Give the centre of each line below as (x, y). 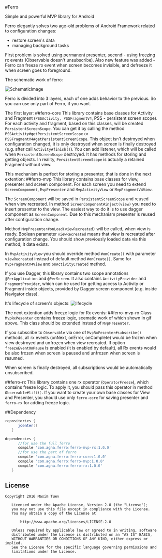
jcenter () (28, 425)
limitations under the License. (44, 552)
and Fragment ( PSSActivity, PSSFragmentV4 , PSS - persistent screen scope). (81, 118)
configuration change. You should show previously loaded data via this (76, 239)
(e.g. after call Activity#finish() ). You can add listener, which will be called (81, 149)
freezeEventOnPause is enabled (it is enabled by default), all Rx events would (81, 348)
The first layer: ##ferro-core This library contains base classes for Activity (79, 113)
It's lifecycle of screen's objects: (37, 303)
